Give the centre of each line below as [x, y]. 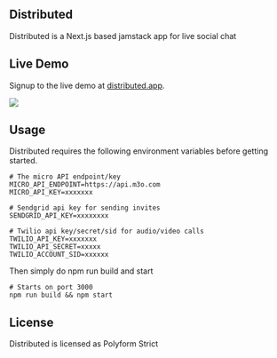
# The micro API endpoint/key [65, 177]
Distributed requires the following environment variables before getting [139, 151]
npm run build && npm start [61, 295]
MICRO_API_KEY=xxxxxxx [51, 193]
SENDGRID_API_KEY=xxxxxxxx [59, 216]
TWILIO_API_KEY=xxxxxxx [53, 239]
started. [24, 161]
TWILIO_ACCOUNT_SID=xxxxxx [59, 255]
